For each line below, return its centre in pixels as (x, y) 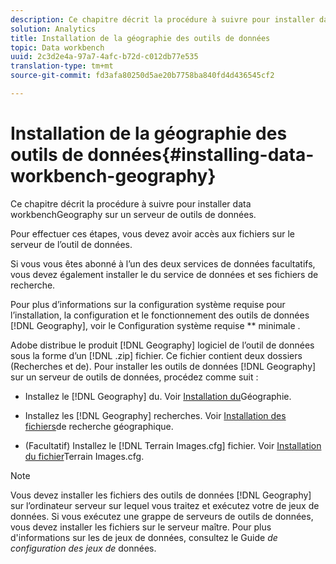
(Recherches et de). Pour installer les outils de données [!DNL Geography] (163, 366)
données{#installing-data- (201, 155)
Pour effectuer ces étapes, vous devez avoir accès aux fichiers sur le (152, 233)
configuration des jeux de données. (83, 548)
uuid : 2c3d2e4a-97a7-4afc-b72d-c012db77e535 (104, 57)
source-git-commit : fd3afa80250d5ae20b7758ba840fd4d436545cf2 (142, 76)
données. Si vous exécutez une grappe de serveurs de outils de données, (162, 516)
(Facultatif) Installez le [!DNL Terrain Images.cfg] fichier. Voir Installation (173, 445)
